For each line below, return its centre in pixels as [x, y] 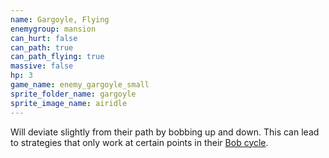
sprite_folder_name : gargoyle [73, 94]
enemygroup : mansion [53, 29]
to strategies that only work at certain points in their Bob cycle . [139, 142]
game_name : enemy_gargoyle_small [80, 85]
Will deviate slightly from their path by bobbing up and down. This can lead [165, 132]
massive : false [42, 66]
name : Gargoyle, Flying [60, 19]
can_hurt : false [44, 38]
